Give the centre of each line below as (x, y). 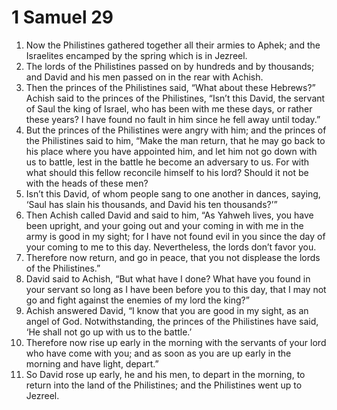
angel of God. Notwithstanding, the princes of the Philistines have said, (172, 321)
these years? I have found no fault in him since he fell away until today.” (173, 119)
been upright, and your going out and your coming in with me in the (164, 225)
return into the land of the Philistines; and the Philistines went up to (164, 385)
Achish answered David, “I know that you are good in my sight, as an (167, 310)
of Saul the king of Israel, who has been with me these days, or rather (169, 108)
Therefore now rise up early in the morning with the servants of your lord (176, 342)
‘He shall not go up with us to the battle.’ (109, 332)
